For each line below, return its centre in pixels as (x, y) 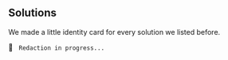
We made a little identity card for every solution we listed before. (114, 32)
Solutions (33, 13)
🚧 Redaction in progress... (57, 47)
